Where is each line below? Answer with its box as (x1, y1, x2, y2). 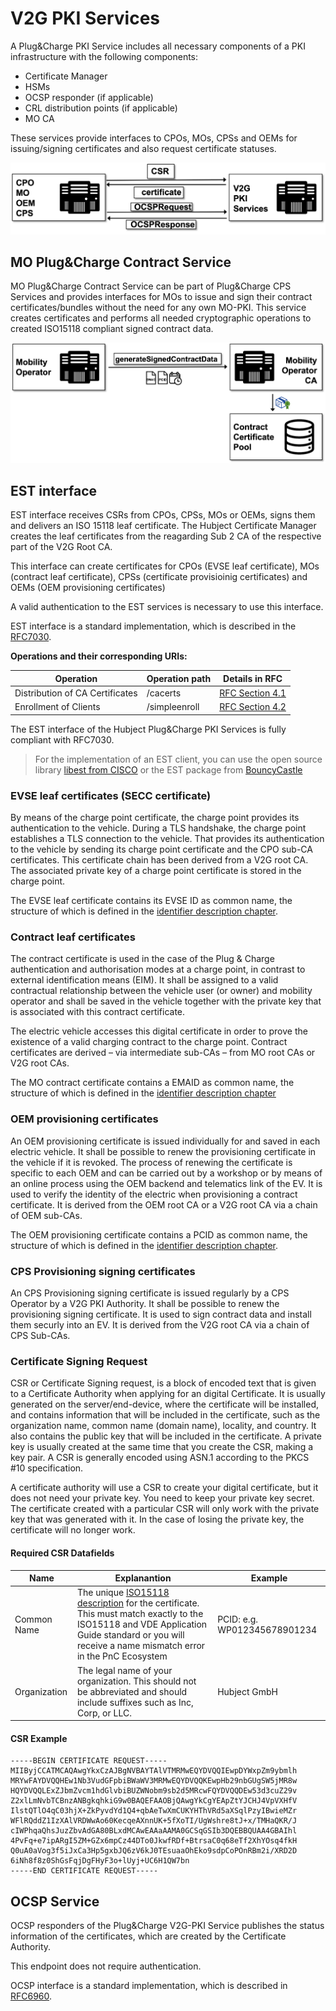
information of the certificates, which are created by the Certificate (10, 1930, 287, 1942)
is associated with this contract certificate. (10, 1006, 186, 1018)
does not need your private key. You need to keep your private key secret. (10, 1492, 315, 1504)
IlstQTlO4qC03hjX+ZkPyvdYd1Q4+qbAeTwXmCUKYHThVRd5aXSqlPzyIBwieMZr (10, 1806, 298, 1816)
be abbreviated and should (76, 1685, 188, 1697)
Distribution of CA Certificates (14, 687, 138, 699)
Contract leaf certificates (10, 930, 136, 944)
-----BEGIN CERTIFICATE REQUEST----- (10, 1756, 168, 1766)
